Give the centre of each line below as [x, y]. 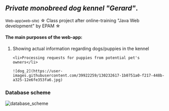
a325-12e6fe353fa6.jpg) [38, 80]
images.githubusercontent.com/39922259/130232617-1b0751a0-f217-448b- [89, 76]
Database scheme [28, 92]
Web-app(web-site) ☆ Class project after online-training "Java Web [72, 20]
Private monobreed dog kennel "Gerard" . [72, 8]
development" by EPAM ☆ [33, 26]
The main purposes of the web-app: [44, 37]
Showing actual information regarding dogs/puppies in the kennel [81, 49]
